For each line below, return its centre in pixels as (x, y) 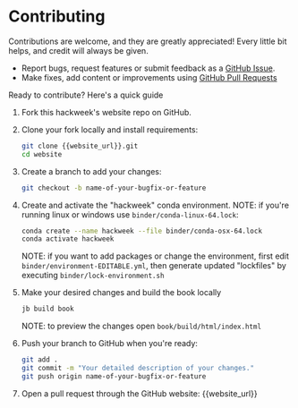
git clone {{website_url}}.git (80, 146)
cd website (42, 154)
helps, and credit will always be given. (78, 50)
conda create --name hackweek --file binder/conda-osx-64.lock (142, 231)
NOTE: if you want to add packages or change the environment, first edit (155, 256)
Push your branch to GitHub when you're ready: (110, 344)
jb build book (47, 309)
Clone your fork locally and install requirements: (110, 129)
